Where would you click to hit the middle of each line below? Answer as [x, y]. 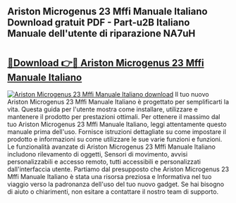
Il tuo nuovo [192, 94]
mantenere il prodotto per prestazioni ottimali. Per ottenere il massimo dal [114, 117]
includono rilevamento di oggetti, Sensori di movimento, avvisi [98, 154]
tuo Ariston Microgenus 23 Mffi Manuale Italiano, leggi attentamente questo [117, 124]
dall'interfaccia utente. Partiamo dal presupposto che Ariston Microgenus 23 [118, 169]
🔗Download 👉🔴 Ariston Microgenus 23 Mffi [106, 63]
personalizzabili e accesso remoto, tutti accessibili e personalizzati [104, 162]
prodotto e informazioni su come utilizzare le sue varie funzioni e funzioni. [115, 139]
